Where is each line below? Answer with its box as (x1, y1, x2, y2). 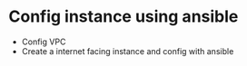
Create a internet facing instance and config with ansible (21, 45, 234, 56)
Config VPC (21, 36, 66, 47)
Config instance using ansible (8, 6, 239, 27)
